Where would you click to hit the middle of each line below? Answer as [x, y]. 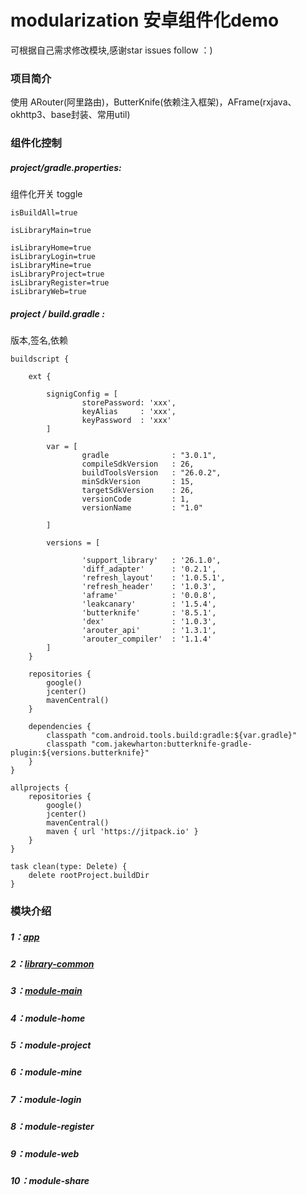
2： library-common [52, 963]
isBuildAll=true [44, 213]
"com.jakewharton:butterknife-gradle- [171, 744]
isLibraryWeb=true [48, 292]
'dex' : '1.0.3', [149, 622]
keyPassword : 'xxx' [126, 421]
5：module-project [51, 1045]
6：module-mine [46, 1072]
